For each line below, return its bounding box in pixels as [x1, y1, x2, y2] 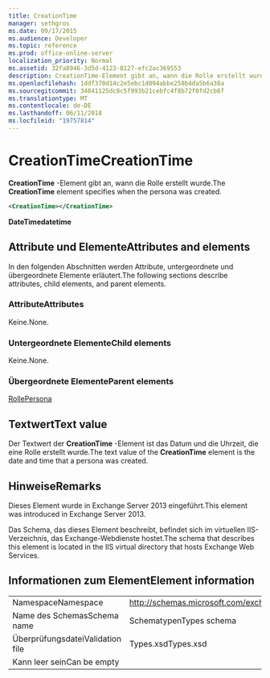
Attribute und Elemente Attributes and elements [8, 240, 251, 254]
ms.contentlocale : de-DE [8, 102, 92, 110]
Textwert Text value [8, 417, 108, 431]
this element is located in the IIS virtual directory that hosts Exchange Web [8, 542, 255, 552]
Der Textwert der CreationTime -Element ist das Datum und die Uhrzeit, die [8, 439, 259, 448]
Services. [8, 551, 40, 560]
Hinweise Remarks [8, 479, 102, 493]
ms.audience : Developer [8, 34, 88, 43]
